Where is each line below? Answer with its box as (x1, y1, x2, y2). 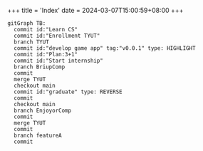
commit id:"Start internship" (14, 57, 103, 64)
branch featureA (14, 132, 62, 139)
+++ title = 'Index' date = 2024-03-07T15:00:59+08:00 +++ (7, 6, 184, 14)
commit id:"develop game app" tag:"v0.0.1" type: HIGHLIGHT (14, 45, 196, 52)
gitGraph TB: (7, 20, 46, 27)
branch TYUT (14, 38, 50, 46)
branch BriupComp (14, 63, 66, 71)
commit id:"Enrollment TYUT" (14, 32, 100, 39)
